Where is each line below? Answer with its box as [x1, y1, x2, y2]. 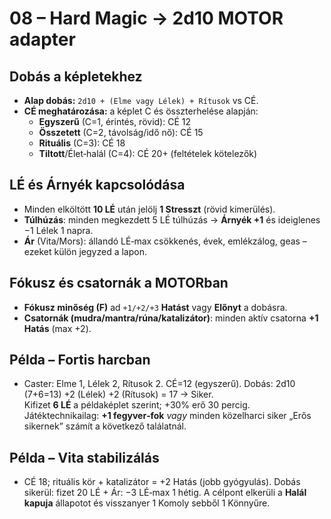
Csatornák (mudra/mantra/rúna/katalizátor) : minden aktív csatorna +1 [23, 312, 319, 324]
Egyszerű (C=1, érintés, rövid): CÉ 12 [38, 116, 191, 127]
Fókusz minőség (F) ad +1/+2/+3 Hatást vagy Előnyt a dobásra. [23, 301, 288, 313]
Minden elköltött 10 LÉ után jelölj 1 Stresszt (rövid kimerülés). [23, 203, 276, 215]
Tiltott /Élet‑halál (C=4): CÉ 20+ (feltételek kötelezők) [38, 148, 258, 159]
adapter [9, 28, 76, 51]
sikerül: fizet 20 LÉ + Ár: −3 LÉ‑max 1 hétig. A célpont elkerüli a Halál [23, 487, 307, 499]
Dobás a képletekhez [9, 68, 143, 85]
